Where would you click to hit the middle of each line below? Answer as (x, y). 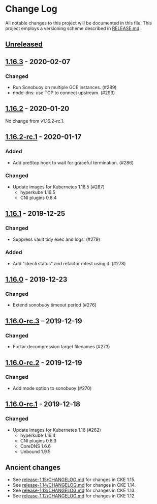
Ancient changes (33, 467)
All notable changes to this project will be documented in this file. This (79, 23)
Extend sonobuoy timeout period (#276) (54, 305)
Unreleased (24, 45)
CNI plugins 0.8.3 (38, 440)
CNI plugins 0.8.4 (38, 198)
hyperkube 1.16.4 (38, 435)
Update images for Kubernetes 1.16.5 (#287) (59, 187)
